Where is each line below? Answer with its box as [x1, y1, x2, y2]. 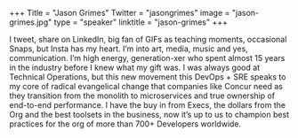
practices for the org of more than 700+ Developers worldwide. [9, 119, 242, 129]
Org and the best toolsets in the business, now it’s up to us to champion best [9, 110, 290, 119]
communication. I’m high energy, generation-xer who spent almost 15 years [9, 53, 286, 63]
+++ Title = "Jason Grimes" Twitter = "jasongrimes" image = [9, 8, 230, 18]
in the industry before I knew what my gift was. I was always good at [9, 62, 261, 73]
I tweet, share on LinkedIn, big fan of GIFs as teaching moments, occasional [9, 34, 287, 44]
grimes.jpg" [9, 17, 52, 27]
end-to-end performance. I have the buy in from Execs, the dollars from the [9, 100, 286, 110]
